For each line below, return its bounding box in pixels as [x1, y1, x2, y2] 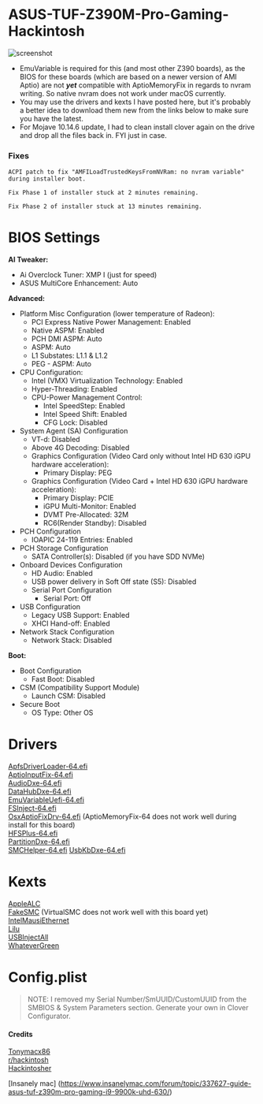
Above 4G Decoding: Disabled [31, 443, 130, 452]
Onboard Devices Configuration [19, 560, 124, 570]
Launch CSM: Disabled [31, 691, 106, 701]
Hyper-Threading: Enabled [31, 385, 118, 394]
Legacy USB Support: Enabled [31, 611, 130, 620]
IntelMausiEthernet [8, 916, 69, 925]
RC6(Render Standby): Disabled [43, 519, 147, 528]
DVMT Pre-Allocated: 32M [43, 510, 129, 519]
